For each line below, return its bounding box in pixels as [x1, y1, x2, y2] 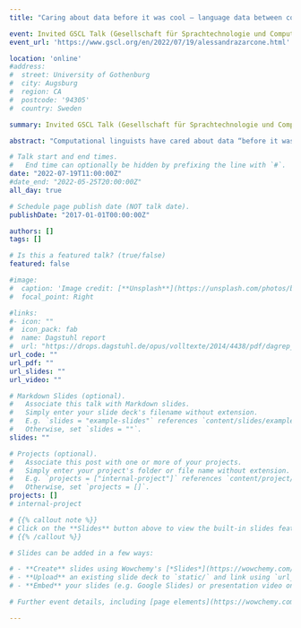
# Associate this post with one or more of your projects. [9, 458, 243, 467]
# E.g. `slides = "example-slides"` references [9, 416, 199, 426]
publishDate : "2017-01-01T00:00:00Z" [9, 210, 150, 220]
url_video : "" [9, 375, 63, 384]
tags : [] [9, 235, 42, 244]
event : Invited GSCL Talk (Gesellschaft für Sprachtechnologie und [9, 29, 267, 39]
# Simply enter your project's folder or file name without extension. [9, 466, 291, 475]
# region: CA [9, 87, 63, 96]
